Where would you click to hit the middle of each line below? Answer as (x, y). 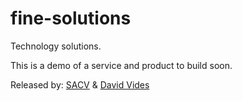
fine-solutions (71, 18)
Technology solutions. (56, 46)
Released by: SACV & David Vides (80, 84)
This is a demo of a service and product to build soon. (121, 65)
